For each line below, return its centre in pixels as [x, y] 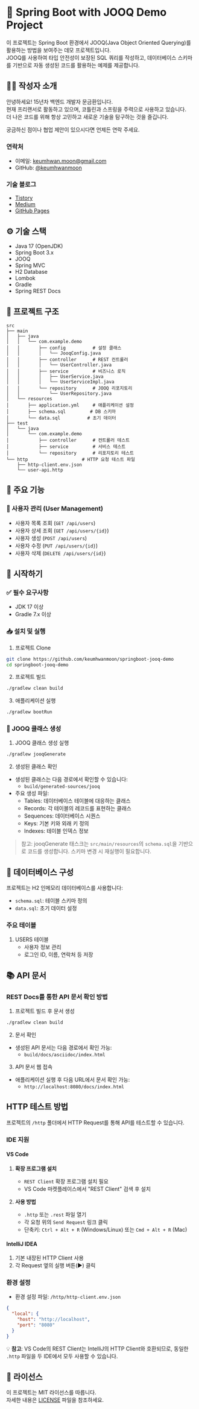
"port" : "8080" [36, 1325]
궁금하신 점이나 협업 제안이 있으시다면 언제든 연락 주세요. [73, 130]
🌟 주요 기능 [26, 490]
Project [25, 25]
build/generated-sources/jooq [62, 787]
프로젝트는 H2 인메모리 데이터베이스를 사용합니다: [65, 888]
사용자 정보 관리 [43, 947]
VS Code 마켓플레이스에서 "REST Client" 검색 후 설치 [87, 1189]
